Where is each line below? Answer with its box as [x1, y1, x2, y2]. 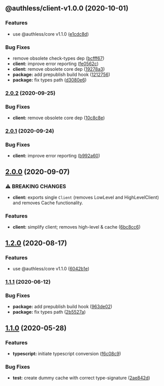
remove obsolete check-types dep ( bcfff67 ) [12, 55, 105, 61]
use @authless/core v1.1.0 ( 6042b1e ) [12, 266, 90, 272]
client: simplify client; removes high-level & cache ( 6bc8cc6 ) [12, 224, 141, 230]
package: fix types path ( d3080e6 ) [12, 76, 87, 83]
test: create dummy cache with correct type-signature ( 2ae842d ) [12, 375, 151, 381]
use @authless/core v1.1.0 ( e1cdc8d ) [12, 31, 89, 37]
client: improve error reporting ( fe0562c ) [12, 61, 99, 67]
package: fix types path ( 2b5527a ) [12, 309, 86, 315]
